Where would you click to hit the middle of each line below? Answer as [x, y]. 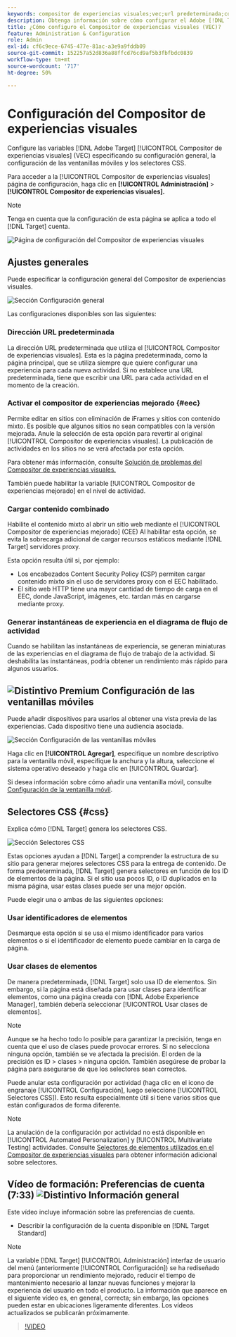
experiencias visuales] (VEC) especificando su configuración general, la [112, 156]
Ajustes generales [48, 262]
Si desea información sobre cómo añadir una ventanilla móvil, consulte [110, 782]
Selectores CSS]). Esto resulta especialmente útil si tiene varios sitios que [114, 1097]
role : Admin [25, 40]
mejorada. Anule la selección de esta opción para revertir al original [105, 433]
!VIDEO [35, 1326]
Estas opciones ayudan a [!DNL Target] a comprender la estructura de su [113, 856]
